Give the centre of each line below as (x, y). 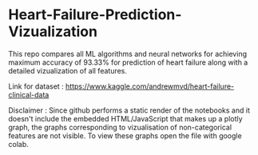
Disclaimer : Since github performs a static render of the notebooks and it (129, 110)
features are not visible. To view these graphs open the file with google (125, 135)
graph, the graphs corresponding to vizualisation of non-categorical (120, 127)
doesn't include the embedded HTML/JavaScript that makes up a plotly (125, 118)
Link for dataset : (36, 86)
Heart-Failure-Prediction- (95, 15)
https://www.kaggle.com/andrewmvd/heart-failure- (150, 86)
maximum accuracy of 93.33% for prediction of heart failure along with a (128, 62)
